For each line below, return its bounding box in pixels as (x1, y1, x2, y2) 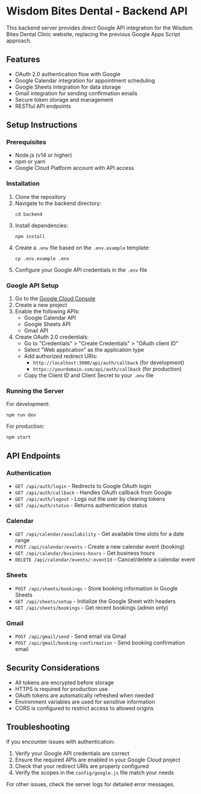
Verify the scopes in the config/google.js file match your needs (14, 769, 175, 776)
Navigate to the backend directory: (14, 199, 102, 207)
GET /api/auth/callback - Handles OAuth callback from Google (14, 489, 172, 496)
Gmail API (23, 327, 49, 334)
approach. (6, 37, 32, 44)
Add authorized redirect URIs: (23, 352, 98, 360)
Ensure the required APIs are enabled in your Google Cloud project (14, 756, 181, 763)
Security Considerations (6, 663, 100, 673)
